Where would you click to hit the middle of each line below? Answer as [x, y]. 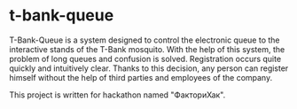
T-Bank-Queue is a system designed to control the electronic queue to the [145, 40]
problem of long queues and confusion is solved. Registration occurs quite [145, 58]
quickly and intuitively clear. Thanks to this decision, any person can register [149, 68]
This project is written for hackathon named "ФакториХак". [117, 95]
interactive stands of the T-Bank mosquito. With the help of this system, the [147, 49]
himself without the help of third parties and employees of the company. [141, 77]
